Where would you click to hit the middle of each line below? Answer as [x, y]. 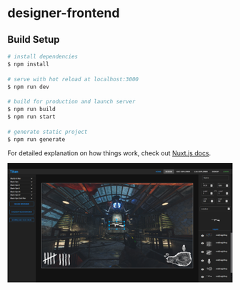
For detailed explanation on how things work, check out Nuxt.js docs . [109, 153]
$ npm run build [31, 109]
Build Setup [34, 40]
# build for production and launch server [71, 102]
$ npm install [29, 64]
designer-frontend [64, 13]
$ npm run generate [36, 139]
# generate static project [47, 132]
